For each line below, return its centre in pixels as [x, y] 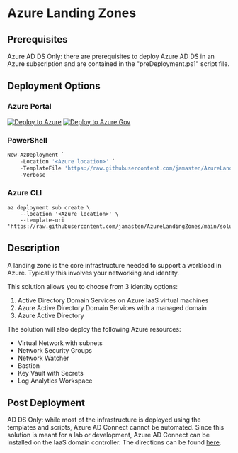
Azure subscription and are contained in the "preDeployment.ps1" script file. [119, 64]
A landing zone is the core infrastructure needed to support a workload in [114, 265]
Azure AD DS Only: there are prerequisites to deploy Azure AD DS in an [111, 56]
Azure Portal [29, 107]
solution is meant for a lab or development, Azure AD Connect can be [109, 435]
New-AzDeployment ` [36, 155]
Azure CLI [25, 193]
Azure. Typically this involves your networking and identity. [93, 273]
